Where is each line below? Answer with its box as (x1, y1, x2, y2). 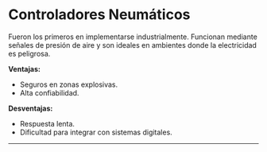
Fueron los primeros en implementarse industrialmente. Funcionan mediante (8, 32, 258, 41)
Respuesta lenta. (19, 119, 75, 128)
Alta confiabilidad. (19, 88, 79, 97)
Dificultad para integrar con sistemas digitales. (19, 127, 172, 137)
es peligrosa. (8, 49, 51, 58)
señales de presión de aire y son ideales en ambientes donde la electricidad (8, 40, 257, 49)
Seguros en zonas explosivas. (19, 80, 118, 89)
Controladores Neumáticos (8, 6, 191, 24)
